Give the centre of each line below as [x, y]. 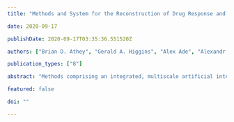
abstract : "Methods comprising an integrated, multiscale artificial [110, 77]
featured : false [31, 89]
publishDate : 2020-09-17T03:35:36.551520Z [70, 39]
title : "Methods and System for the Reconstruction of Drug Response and [117, 14]
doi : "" [18, 102]
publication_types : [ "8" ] [45, 64]
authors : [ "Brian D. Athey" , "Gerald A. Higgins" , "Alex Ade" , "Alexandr [117, 52]
